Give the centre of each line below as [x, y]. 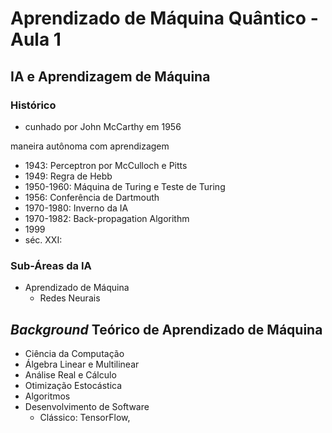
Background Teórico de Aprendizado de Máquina [166, 329]
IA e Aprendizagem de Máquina [110, 76]
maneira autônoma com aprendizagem [90, 146]
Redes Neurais [70, 298]
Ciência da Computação [74, 353]
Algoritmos [47, 396]
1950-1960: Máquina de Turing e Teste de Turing [125, 186]
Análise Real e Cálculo [70, 374]
